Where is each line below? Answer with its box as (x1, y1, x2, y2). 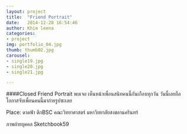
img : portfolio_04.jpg (6, 42, 62, 48)
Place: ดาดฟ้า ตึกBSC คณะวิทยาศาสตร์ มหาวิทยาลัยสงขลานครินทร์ (6, 109, 139, 116)
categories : (6, 31, 35, 37)
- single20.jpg (6, 63, 44, 70)
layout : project (6, 8, 46, 15)
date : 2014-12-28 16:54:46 (6, 19, 78, 25)
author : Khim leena (6, 25, 54, 31)
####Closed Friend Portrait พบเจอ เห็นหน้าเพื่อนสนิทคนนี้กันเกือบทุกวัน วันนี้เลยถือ (6, 90, 181, 97)
